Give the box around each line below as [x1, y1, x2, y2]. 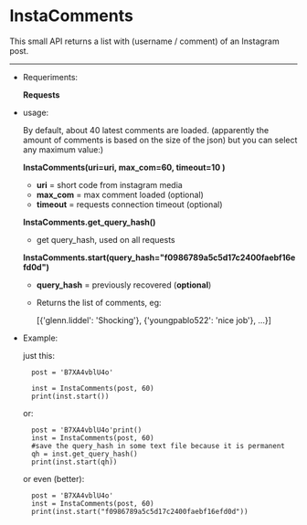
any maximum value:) [22, 143, 104, 155]
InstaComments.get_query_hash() [22, 216, 156, 227]
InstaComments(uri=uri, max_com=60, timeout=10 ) [22, 162, 226, 173]
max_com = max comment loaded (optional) [36, 189, 204, 200]
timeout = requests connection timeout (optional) [36, 198, 223, 210]
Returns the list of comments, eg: [36, 297, 162, 308]
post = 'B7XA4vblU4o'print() [31, 425, 143, 435]
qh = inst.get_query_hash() [31, 449, 139, 458]
